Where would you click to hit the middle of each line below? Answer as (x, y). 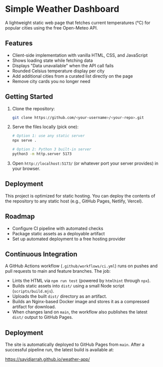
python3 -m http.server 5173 (42, 154)
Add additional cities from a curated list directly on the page (72, 76)
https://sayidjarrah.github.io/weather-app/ (47, 359)
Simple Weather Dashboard (62, 9)
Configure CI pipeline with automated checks (58, 228)
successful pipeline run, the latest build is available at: (59, 350)
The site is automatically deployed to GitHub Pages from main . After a (75, 344)
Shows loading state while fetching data (52, 60)
